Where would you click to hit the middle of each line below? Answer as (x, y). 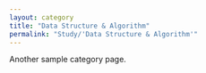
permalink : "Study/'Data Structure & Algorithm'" (104, 34)
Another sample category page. (68, 60)
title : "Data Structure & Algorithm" (80, 26)
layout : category (42, 17)
